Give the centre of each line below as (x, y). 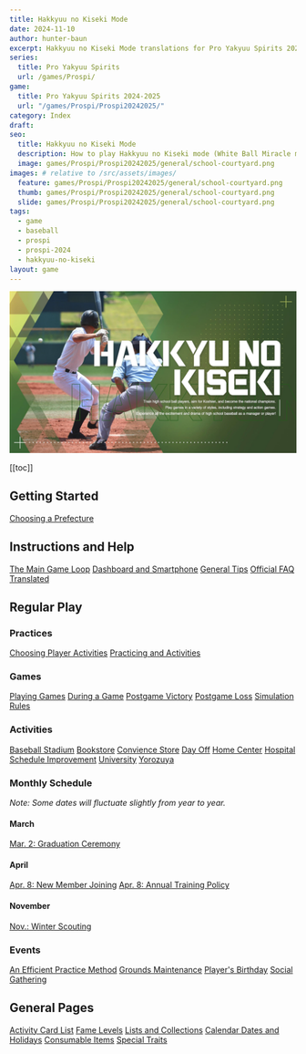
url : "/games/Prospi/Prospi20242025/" (92, 106)
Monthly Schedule (51, 782)
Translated (30, 578)
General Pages (52, 1008)
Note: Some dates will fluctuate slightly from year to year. (117, 803)
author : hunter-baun (49, 38)
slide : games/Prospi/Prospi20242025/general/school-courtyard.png (146, 202)
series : (24, 58)
